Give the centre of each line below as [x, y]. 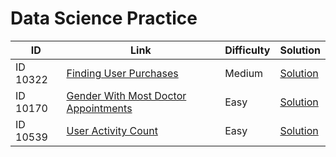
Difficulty [247, 50]
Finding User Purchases [122, 73]
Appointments [99, 108]
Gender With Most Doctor [126, 95]
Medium [244, 73]
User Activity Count [112, 130]
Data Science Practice [104, 18]
